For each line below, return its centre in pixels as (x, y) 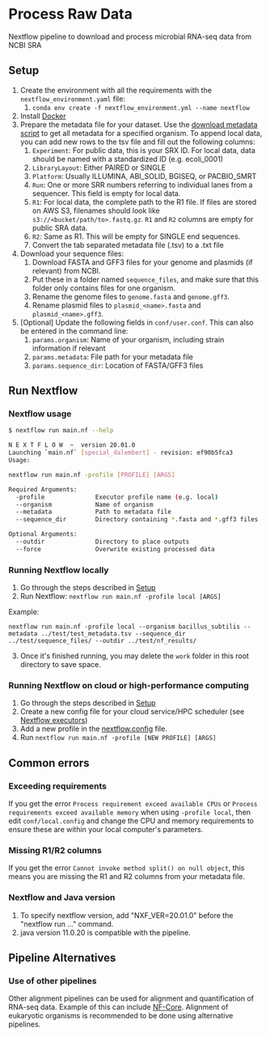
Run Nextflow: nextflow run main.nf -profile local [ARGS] (120, 597)
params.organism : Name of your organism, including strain (128, 339)
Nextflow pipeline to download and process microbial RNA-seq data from (130, 36)
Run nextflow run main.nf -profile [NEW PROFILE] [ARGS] (118, 737)
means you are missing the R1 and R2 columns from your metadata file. (127, 877)
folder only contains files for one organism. (104, 287)
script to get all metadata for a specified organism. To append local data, (141, 133)
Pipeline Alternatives (62, 958)
